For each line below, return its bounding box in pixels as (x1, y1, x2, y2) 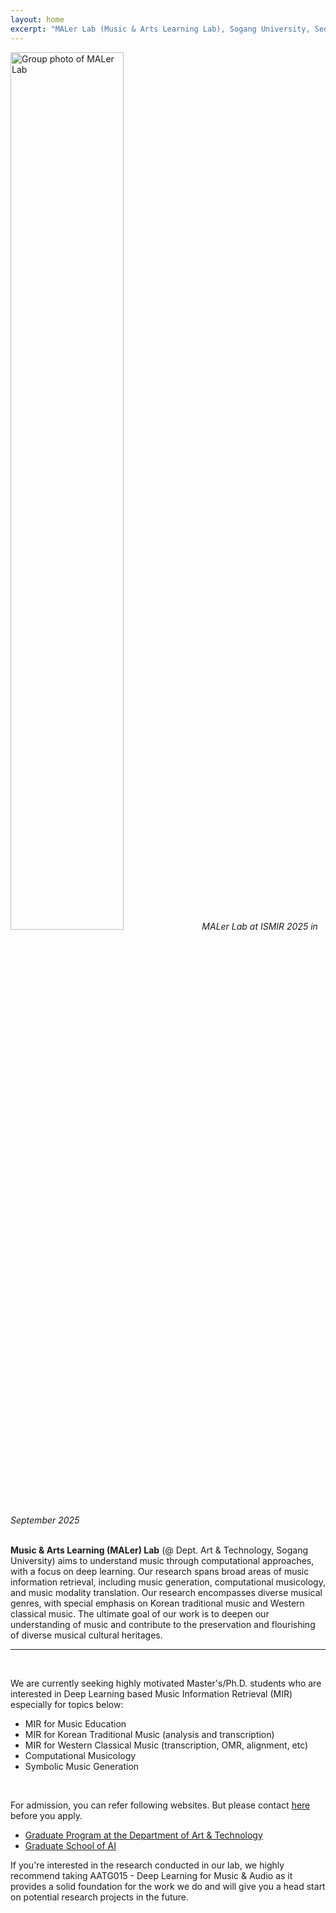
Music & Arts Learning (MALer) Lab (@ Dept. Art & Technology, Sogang (10, 1544, 309, 1556)
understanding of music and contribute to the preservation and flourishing (10, 1618, 316, 1630)
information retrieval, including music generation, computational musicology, (10, 1576, 326, 1588)
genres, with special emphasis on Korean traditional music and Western (10, 1597, 305, 1609)
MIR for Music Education (24, 1717, 127, 1730)
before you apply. (10, 1809, 83, 1821)
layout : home (10, 14, 65, 25)
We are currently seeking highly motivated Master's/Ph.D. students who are (10, 1677, 322, 1689)
